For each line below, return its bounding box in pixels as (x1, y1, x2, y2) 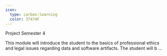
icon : (5, 7, 17, 12)
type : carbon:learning (10, 12, 58, 17)
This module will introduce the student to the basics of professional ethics (5, 40, 159, 46)
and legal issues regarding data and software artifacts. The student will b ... (5, 45, 162, 51)
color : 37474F (10, 16, 39, 21)
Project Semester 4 (5, 30, 46, 36)
